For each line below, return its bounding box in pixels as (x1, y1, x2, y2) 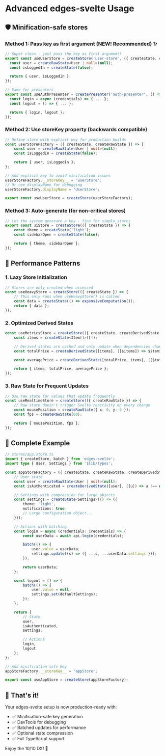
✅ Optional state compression (12, 730, 73, 736)
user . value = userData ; (31, 547, 80, 552)
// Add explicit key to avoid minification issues (5, 173, 111, 178)
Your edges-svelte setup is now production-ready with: (5, 704, 117, 710)
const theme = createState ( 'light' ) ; (14, 228, 91, 233)
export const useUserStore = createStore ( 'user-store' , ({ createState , (5, 56, 157, 61)
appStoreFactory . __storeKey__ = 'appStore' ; (5, 669, 98, 674)
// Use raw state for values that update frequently (5, 394, 115, 399)
